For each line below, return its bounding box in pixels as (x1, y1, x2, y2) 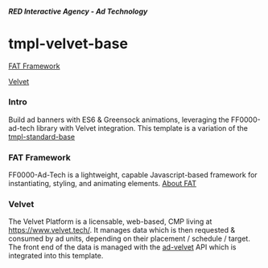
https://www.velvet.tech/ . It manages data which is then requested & (8, 225, 236, 235)
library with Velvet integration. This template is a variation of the (35, 123, 248, 132)
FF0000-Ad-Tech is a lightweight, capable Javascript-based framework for (8, 170, 258, 180)
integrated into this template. (8, 251, 104, 261)
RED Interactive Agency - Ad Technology (8, 6, 148, 16)
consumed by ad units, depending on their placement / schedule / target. (8, 233, 251, 244)
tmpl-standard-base (8, 132, 76, 141)
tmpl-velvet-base (8, 35, 129, 52)
